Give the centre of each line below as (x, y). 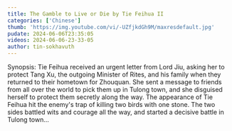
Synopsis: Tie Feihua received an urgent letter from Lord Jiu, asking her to (116, 67)
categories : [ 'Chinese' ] (44, 21)
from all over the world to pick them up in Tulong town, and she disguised (115, 90)
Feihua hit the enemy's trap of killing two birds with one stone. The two (111, 104)
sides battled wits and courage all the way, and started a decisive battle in (116, 112)
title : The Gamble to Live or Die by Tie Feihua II (85, 14)
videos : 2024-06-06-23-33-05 (51, 40)
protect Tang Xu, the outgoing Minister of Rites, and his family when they (114, 74)
